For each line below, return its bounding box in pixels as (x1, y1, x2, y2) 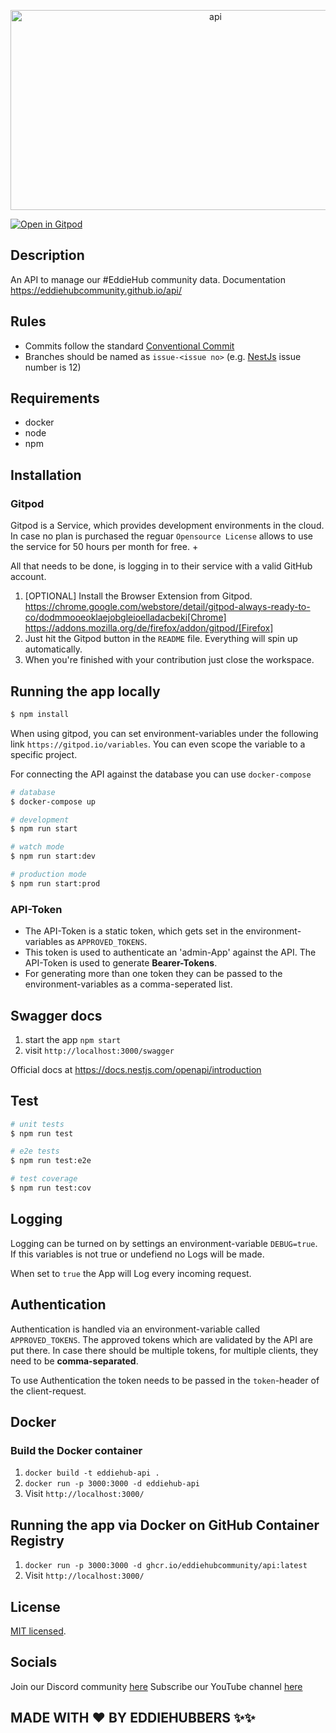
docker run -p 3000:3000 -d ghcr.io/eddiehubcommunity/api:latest (24, 1561, 308, 1571)
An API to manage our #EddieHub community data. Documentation (10, 273, 286, 285)
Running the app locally (10, 683, 161, 700)
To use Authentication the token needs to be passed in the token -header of (10, 1374, 320, 1386)
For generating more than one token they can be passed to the (24, 968, 283, 980)
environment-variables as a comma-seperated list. (24, 978, 233, 990)
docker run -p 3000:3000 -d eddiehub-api (24, 1479, 200, 1489)
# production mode (10, 870, 87, 880)
